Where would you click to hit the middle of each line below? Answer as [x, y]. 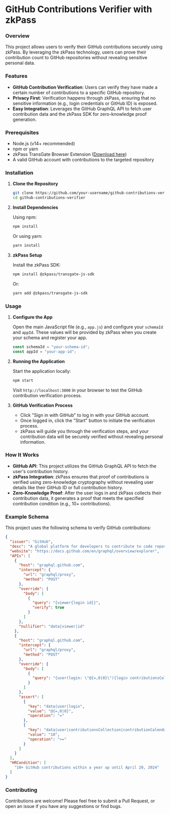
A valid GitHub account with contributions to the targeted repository [83, 160]
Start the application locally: [42, 371]
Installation [19, 173]
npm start [23, 380]
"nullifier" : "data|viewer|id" [52, 626]
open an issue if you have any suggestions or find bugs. [64, 806]
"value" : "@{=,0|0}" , [50, 711]
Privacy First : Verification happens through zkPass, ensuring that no [84, 98]
